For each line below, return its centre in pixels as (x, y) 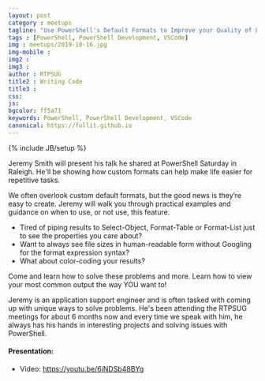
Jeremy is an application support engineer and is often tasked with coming (129, 300)
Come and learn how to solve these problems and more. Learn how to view (130, 276)
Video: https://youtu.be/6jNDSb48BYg (82, 368)
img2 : (19, 60)
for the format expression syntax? (75, 252)
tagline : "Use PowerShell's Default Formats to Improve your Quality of (130, 30)
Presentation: (31, 351)
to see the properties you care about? (81, 235)
